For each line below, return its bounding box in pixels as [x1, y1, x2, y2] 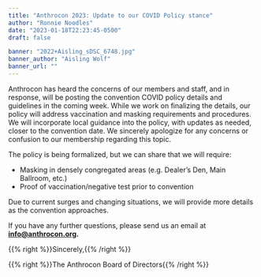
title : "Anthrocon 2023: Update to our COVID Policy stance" [8, 11, 214, 20]
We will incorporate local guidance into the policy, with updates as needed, [8, 118, 252, 127]
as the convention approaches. [8, 205, 109, 215]
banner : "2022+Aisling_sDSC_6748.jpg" [8, 48, 136, 56]
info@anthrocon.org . [8, 229, 79, 238]
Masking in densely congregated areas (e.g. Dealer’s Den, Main [19, 165, 226, 174]
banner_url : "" [8, 62, 58, 71]
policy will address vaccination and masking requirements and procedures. [8, 109, 252, 118]
